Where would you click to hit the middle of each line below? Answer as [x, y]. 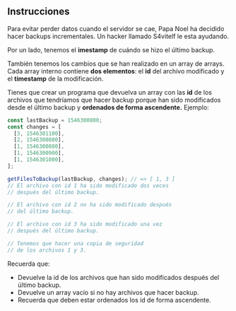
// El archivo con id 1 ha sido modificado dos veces [88, 186]
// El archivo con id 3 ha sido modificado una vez [85, 224]
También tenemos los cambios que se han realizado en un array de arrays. [116, 64]
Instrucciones [39, 12]
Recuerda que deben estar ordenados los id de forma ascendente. [114, 300]
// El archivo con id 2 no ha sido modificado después [90, 205]
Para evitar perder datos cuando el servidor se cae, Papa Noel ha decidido [116, 28]
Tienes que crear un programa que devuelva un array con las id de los [110, 92]
